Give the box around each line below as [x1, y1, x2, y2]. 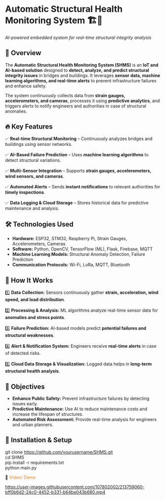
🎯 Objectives [5, 382, 45, 391]
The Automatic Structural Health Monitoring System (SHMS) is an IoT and [5, 62, 159, 68]
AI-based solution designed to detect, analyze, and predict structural [5, 67, 149, 73]
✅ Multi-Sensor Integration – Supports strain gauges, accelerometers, [5, 168, 152, 174]
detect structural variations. [5, 157, 62, 163]
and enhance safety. [5, 83, 47, 89]
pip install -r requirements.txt [5, 460, 64, 465]
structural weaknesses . [5, 332, 55, 338]
